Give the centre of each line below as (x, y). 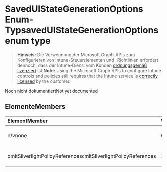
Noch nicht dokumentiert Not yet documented (52, 91)
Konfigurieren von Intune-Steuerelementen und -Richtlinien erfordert (87, 60)
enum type (28, 41)
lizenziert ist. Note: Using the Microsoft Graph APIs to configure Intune (89, 70)
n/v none (17, 135)
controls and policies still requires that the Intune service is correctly (87, 76)
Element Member (28, 121)
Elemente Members (35, 106)
